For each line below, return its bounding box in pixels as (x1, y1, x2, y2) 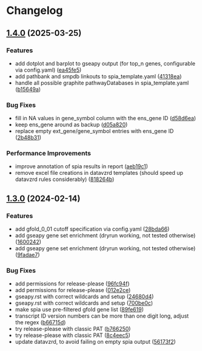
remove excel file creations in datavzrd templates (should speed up (15, 169, 184, 177)
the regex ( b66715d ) (15, 319, 66, 326)
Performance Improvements (6, 149, 92, 158)
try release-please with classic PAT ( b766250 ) (15, 325, 131, 333)
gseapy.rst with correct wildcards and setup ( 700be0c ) (15, 299, 153, 307)
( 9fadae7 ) (15, 251, 41, 259)
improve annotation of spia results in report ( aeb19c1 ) (15, 163, 149, 170)
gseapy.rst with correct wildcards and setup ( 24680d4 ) (15, 293, 154, 301)
